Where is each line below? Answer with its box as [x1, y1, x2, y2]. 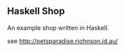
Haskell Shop [7, 5, 66, 17]
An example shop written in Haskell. [7, 23, 109, 31]
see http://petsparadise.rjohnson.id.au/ [7, 37, 119, 45]
